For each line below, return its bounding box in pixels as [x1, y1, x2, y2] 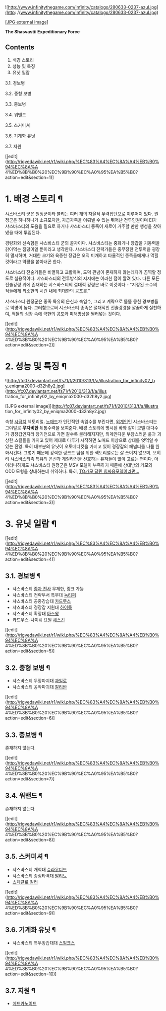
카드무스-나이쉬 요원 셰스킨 [12, 617, 65, 623]
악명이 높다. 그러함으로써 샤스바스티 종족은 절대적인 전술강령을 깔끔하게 [10, 304, 148, 310]
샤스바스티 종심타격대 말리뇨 [12, 872, 67, 879]
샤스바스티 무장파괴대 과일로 [12, 678, 67, 684]
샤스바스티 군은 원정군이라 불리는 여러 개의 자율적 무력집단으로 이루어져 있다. [5, 211, 154, 217]
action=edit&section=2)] [5, 341, 55, 347]
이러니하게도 [5, 462, 30, 468]
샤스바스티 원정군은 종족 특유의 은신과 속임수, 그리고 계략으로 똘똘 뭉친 [5, 298, 141, 304]
